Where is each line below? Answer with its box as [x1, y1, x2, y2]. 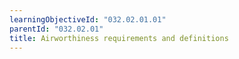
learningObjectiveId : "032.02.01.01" [9, 14, 167, 25]
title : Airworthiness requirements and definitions [9, 33, 229, 43]
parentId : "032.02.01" [9, 24, 104, 34]
